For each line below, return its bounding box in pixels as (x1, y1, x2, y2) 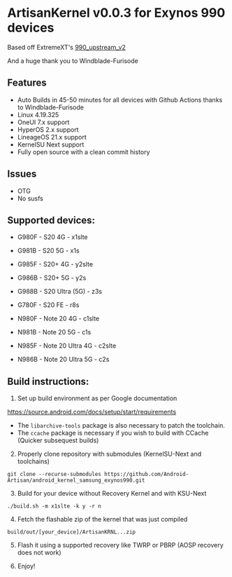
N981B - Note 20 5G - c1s (17, 328, 92, 337)
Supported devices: (7, 214, 96, 226)
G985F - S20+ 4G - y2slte (17, 260, 93, 269)
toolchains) (17, 457, 50, 466)
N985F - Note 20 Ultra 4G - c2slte (17, 341, 117, 350)
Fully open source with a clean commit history (17, 147, 150, 156)
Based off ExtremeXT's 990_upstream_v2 (7, 43, 126, 51)
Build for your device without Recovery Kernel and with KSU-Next (17, 489, 207, 498)
